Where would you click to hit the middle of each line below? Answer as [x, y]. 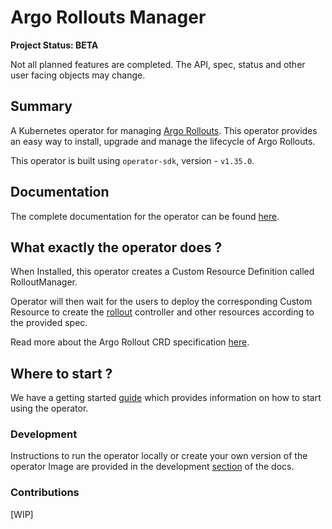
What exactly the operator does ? [116, 247]
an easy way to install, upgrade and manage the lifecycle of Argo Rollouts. [163, 141]
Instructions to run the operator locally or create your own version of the [159, 456]
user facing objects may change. [78, 75]
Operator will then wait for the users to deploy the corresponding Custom [161, 302]
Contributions [45, 493]
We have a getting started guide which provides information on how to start [166, 398]
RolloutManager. [44, 282]
